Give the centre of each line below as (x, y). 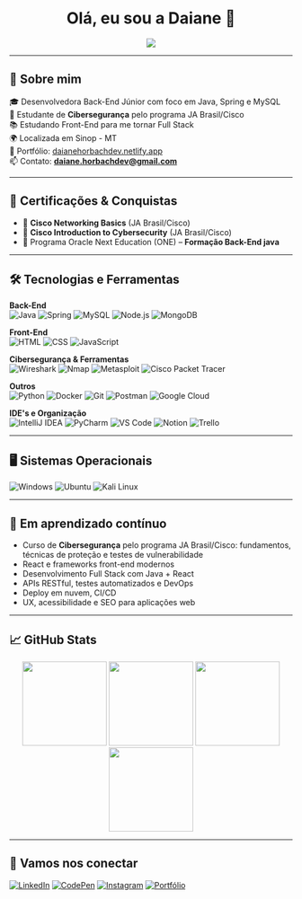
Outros (22, 386)
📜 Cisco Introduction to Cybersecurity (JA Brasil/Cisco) (127, 232)
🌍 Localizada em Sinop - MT (63, 137)
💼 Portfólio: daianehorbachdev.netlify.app (86, 151)
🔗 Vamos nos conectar (74, 864)
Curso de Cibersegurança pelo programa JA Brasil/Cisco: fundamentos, (157, 545)
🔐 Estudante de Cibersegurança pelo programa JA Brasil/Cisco (127, 114)
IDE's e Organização (48, 413)
